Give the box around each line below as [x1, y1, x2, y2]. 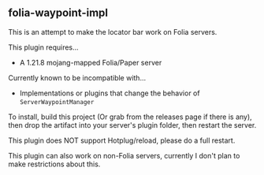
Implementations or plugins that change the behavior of [19, 88, 200, 98]
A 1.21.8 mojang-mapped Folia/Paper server [19, 58, 162, 67]
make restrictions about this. [8, 159, 101, 169]
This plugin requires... [8, 43, 79, 52]
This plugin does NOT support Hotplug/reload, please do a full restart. [8, 136, 236, 145]
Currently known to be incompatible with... [8, 73, 147, 82]
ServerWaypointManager [19, 98, 95, 106]
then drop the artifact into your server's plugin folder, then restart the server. [8, 120, 257, 129]
